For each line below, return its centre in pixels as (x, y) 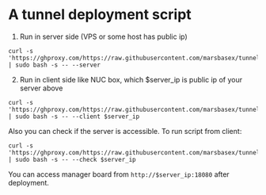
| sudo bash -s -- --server (55, 65)
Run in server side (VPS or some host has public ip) (103, 36)
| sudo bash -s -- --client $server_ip (74, 117)
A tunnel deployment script (100, 15)
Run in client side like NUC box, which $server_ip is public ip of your (131, 79)
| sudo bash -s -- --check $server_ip (72, 159)
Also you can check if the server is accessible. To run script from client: (125, 131)
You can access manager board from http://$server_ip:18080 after (119, 174)
